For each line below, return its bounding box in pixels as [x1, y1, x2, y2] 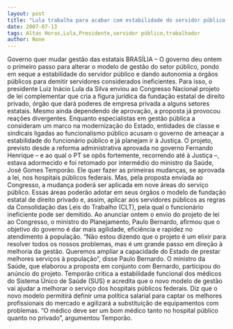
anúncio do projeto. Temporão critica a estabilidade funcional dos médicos [7, 269, 222, 278]
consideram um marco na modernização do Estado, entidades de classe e [7, 122, 220, 130]
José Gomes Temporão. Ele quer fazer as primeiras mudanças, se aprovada [7, 166, 225, 175]
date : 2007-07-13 [7, 23, 58, 30]
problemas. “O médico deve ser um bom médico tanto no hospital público [7, 307, 219, 315]
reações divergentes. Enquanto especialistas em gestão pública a [7, 114, 196, 122]
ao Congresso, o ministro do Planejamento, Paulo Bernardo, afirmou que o [7, 218, 220, 226]
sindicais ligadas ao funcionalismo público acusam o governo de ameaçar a [7, 129, 225, 138]
